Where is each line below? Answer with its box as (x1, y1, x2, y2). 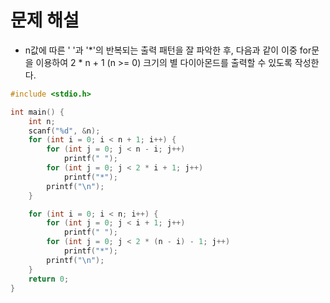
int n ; (28, 116, 56, 126)
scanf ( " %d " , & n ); (28, 126, 101, 136)
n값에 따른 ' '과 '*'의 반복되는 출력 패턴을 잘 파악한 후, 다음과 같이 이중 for (24, 44, 312, 56)
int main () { (10, 107, 65, 117)
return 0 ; (28, 274, 70, 284)
